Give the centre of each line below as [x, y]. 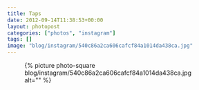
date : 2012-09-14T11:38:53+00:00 [55, 20]
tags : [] [20, 39]
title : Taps [24, 13]
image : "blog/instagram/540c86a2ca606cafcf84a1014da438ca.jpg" [100, 46]
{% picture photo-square [60, 65]
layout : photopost [34, 26]
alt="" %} [38, 80]
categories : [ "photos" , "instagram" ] [61, 33]
